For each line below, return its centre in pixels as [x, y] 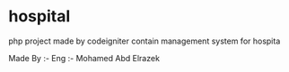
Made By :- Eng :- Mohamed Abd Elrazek [84, 58]
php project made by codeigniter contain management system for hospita [144, 41]
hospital [39, 16]
